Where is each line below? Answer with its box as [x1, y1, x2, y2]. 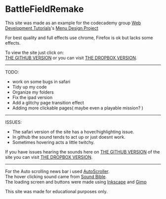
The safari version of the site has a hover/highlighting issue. [12, 129, 134, 135]
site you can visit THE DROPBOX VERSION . [5, 154, 93, 160]
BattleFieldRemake [5, 3, 84, 15]
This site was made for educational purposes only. [5, 188, 108, 194]
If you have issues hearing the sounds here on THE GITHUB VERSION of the [5, 149, 160, 154]
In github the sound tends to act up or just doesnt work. [12, 134, 126, 140]
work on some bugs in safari [12, 78, 71, 85]
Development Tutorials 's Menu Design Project [5, 25, 99, 31]
